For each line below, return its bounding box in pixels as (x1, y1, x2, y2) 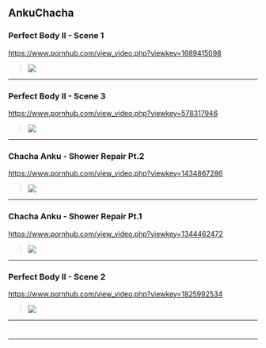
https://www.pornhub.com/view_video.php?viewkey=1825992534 (8, 289, 223, 299)
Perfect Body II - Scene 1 (8, 30, 104, 41)
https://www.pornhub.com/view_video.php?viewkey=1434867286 (8, 168, 223, 178)
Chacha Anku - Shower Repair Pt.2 (8, 150, 145, 161)
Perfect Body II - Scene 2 (8, 271, 106, 282)
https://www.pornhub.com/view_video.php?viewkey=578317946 (8, 108, 218, 118)
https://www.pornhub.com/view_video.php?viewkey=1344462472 (8, 229, 223, 238)
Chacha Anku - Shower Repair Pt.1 (8, 211, 142, 222)
